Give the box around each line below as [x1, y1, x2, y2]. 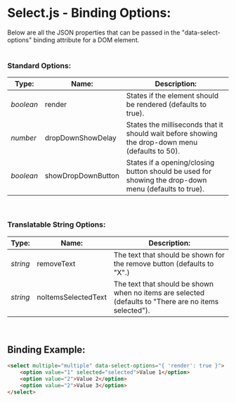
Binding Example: [7, 344, 86, 356]
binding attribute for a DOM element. [33, 35, 140, 44]
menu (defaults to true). [126, 184, 205, 194]
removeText [37, 258, 76, 268]
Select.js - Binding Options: [7, 5, 171, 21]
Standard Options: [7, 61, 72, 70]
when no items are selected [113, 287, 205, 297]
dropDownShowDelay [44, 133, 117, 143]
